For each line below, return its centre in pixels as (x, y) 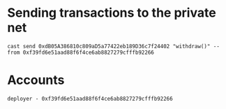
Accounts (36, 80)
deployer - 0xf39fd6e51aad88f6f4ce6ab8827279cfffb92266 (90, 99)
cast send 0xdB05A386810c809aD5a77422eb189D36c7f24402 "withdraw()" (109, 46)
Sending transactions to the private (112, 13)
